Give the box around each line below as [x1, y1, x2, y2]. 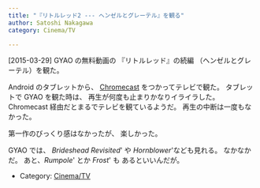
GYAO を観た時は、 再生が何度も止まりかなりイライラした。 [23, 92, 220, 102]
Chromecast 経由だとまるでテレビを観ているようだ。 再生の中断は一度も [8, 102, 245, 111]
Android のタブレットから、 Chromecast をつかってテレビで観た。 [8, 82, 225, 92]
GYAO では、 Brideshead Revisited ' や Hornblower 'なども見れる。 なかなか [8, 145, 252, 155]
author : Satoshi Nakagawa [8, 19, 93, 27]
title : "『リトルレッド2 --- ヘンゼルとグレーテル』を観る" [8, 11, 185, 20]
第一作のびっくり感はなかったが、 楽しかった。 [8, 129, 162, 138]
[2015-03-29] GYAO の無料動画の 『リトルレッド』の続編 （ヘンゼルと [8, 56, 238, 66]
